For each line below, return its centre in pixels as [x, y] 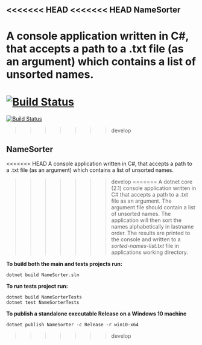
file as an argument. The [141, 201]
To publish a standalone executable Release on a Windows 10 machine [96, 314]
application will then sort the [147, 220]
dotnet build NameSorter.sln [43, 275]
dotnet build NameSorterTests [44, 297]
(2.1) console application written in [154, 188]
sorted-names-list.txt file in [145, 246]
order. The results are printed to [151, 233]
